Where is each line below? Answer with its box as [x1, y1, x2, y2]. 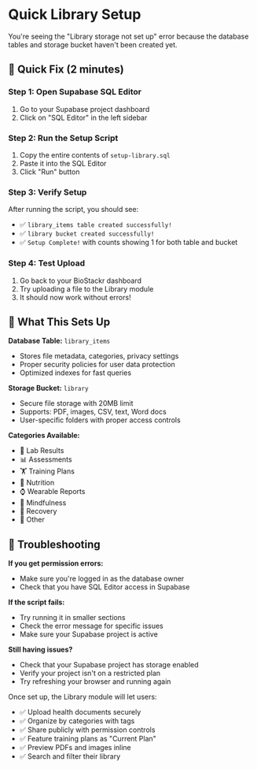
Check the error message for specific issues [19, 621, 163, 631]
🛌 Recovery [19, 507, 57, 516]
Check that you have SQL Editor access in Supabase [19, 582, 190, 592]
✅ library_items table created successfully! [19, 220, 173, 229]
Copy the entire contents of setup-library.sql [19, 150, 171, 159]
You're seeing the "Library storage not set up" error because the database [8, 32, 249, 41]
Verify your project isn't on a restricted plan [19, 668, 161, 678]
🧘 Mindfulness [19, 498, 67, 507]
